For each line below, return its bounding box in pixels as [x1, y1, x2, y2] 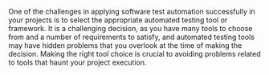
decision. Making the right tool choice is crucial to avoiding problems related [8, 49, 261, 58]
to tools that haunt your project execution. [8, 57, 147, 67]
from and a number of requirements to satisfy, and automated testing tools [8, 32, 255, 41]
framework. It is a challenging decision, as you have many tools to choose [8, 24, 253, 33]
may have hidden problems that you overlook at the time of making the [8, 41, 243, 50]
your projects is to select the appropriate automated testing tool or [8, 15, 228, 25]
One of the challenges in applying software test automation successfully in [8, 7, 255, 16]
